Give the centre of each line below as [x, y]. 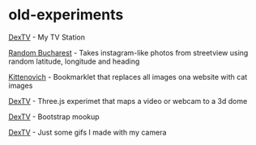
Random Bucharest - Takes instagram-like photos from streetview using [128, 52]
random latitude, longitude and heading [74, 61]
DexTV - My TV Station [47, 37]
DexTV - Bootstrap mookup [54, 116]
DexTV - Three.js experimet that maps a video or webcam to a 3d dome [128, 101]
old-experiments [66, 15]
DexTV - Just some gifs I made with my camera [87, 132]
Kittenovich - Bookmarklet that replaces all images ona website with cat [128, 77]
